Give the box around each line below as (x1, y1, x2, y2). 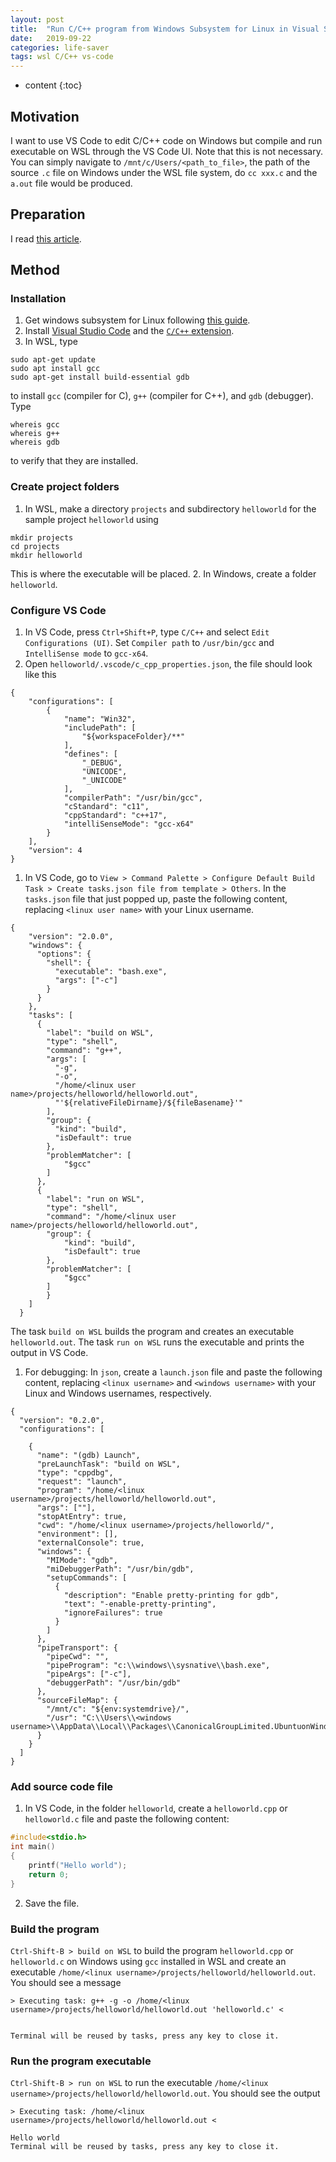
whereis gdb (10, 437, 60, 448)
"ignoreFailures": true (63, 1608, 163, 1618)
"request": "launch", (36, 1477, 128, 1487)
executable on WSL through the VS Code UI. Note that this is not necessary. (10, 145, 323, 157)
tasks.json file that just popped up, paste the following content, (24, 893, 288, 905)
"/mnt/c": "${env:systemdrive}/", (46, 1704, 190, 1715)
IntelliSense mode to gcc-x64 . (24, 647, 149, 660)
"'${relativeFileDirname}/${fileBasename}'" (54, 1098, 244, 1108)
